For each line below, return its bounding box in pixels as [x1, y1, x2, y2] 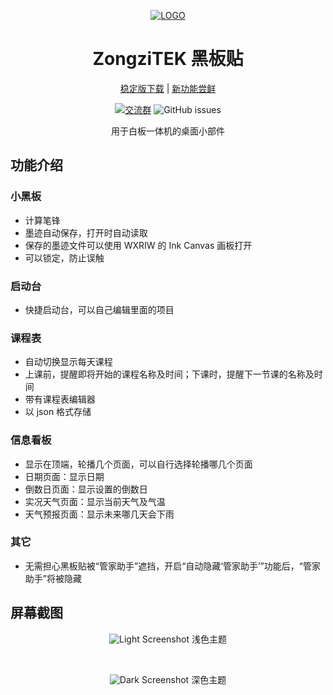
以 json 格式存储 [24, 406, 92, 418]
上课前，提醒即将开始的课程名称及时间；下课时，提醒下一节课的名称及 [24, 368, 315, 380]
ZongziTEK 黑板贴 [92, 48, 244, 70]
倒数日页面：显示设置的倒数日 [24, 483, 148, 495]
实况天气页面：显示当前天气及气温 [24, 495, 166, 507]
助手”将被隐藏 [24, 572, 82, 584]
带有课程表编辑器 [24, 393, 96, 405]
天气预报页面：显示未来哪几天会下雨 [24, 508, 175, 520]
